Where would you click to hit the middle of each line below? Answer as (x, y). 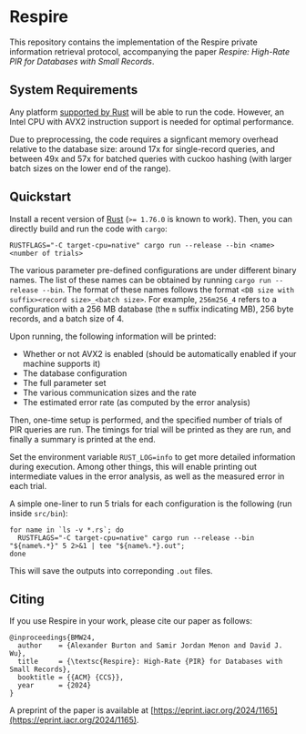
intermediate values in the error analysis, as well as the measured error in (147, 476)
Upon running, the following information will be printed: (113, 336)
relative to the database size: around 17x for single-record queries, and (143, 148)
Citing (27, 599)
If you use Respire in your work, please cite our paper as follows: (131, 621)
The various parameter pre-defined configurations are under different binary (153, 270)
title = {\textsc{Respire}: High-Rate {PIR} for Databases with (150, 662)
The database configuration (75, 373)
